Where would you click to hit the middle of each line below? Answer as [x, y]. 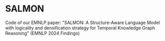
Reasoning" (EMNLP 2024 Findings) [43, 33]
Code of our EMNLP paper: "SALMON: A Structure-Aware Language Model [83, 22]
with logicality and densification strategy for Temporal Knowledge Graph [80, 27]
